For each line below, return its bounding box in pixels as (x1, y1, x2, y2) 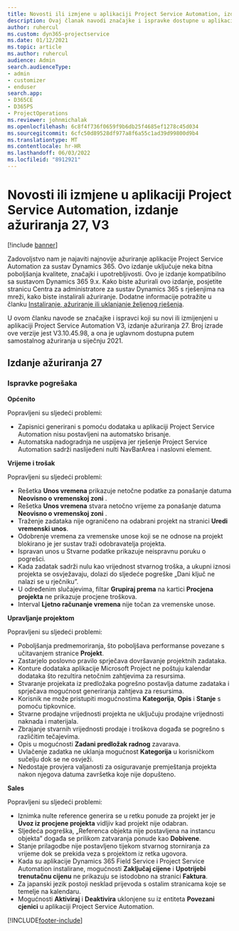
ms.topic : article (7, 43, 62, 51)
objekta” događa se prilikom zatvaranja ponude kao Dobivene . (17, 834, 201, 843)
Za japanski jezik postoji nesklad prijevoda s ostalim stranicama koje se (17, 879, 226, 888)
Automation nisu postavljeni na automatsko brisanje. (17, 430, 171, 438)
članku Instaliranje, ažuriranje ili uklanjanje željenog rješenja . (7, 300, 185, 308)
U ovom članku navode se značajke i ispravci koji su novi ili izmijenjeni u (7, 313, 218, 322)
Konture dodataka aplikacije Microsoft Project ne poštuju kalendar (17, 664, 211, 672)
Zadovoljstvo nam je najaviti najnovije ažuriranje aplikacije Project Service (7, 254, 223, 263)
